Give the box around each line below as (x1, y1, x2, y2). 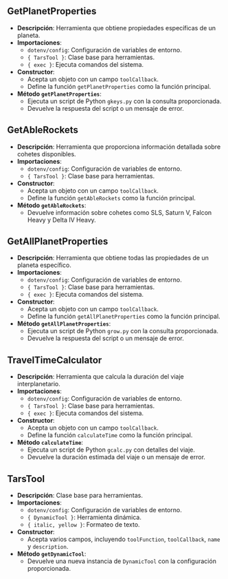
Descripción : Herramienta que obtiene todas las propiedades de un (16, 254, 209, 262)
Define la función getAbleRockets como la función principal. (27, 193, 196, 202)
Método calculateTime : (16, 439, 84, 447)
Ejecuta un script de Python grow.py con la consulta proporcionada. (27, 327, 218, 335)
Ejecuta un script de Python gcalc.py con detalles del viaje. (27, 445, 196, 454)
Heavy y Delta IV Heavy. (27, 215, 96, 224)
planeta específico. (16, 261, 72, 269)
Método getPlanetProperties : (16, 90, 102, 98)
